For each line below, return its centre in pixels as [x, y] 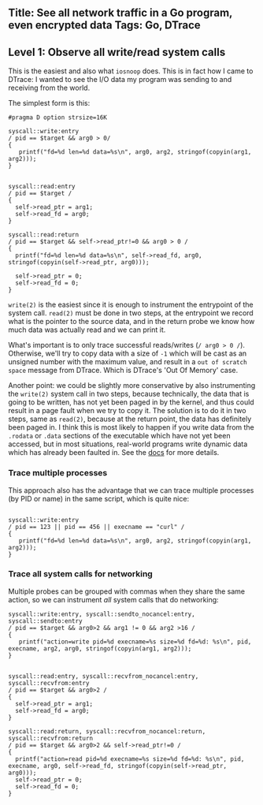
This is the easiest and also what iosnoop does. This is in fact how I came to [131, 71]
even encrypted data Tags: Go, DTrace [104, 26]
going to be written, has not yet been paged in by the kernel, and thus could [131, 402]
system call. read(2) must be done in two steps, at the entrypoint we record [131, 313]
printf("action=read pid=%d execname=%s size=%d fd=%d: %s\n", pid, [130, 759]
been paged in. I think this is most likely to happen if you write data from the [131, 427]
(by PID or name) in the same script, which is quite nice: [99, 498]
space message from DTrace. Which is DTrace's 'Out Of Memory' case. [123, 371]
